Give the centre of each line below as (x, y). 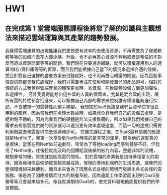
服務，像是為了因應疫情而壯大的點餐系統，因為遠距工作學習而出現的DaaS (80, 175)
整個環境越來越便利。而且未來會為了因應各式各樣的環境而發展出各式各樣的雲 (83, 169)
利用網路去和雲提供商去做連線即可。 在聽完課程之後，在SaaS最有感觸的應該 (83, 132)
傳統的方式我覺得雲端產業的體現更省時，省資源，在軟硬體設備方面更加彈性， (83, 88)
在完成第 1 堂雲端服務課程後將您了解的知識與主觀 (80, 28)
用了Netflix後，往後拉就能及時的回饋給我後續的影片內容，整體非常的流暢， (82, 150)
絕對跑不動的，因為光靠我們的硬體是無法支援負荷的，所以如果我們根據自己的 (83, 119)
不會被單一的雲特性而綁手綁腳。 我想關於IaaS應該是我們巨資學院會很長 (86, 107)
